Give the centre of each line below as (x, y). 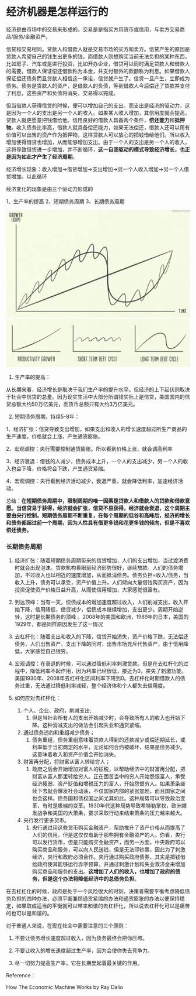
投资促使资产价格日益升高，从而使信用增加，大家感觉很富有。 (89, 590)
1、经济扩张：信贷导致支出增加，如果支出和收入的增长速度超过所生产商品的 (97, 429)
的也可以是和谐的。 (29, 913)
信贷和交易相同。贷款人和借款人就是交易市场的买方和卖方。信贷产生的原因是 (98, 49)
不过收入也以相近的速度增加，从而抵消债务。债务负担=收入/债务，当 (107, 575)
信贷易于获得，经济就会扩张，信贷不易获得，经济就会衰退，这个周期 (103, 508)
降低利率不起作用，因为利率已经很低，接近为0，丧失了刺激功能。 (108, 670)
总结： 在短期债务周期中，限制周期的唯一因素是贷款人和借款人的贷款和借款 (95, 501)
